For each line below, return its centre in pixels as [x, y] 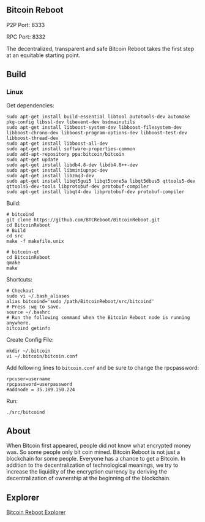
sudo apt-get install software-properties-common [71, 149]
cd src [15, 236]
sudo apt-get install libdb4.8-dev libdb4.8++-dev [72, 165]
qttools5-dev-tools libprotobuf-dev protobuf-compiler [78, 186]
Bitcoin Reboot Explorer [36, 512]
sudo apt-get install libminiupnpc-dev [57, 170]
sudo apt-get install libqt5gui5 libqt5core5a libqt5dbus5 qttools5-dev [101, 181]
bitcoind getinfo [28, 328]
